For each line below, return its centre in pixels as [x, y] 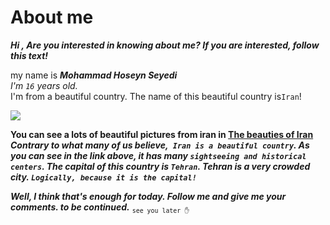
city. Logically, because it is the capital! [103, 177]
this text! [29, 55]
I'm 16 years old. [44, 85]
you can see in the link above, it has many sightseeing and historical [158, 155]
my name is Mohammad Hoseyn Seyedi [94, 75]
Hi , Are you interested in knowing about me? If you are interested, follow [165, 45]
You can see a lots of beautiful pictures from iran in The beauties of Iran [162, 134]
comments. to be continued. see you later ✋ [100, 208]
